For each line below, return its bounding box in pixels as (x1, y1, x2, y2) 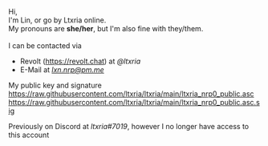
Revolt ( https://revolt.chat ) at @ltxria (19, 56, 141, 66)
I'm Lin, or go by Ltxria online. (8, 15, 107, 25)
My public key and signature (8, 80, 102, 90)
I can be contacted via (8, 41, 82, 51)
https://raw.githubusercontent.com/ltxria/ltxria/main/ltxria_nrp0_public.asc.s (8, 98, 261, 107)
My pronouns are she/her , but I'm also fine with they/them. (8, 24, 204, 33)
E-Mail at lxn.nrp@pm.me (19, 65, 104, 75)
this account (8, 130, 50, 140)
